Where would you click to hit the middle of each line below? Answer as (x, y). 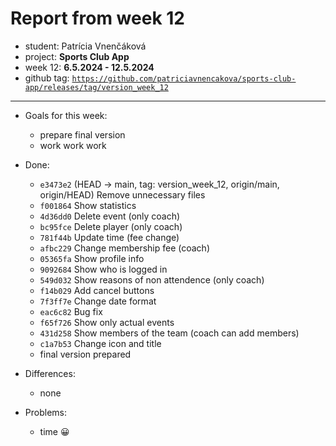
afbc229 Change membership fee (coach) (124, 248)
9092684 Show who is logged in (103, 269)
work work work (73, 145)
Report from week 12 (97, 18)
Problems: (45, 412)
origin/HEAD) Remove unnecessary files (122, 194)
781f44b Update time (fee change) (109, 237)
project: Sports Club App (77, 56)
